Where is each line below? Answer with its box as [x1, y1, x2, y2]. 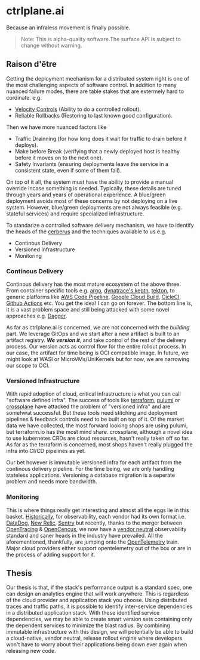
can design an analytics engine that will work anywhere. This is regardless [6, 590, 189, 597]
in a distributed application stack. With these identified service [6, 609, 160, 616]
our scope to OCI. [6, 362, 50, 369]
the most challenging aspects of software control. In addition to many [6, 81, 177, 88]
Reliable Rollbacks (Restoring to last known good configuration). [14, 112, 173, 119]
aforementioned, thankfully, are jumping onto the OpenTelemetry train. [6, 538, 179, 545]
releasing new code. [6, 647, 57, 655]
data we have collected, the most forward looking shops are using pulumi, [6, 422, 188, 429]
